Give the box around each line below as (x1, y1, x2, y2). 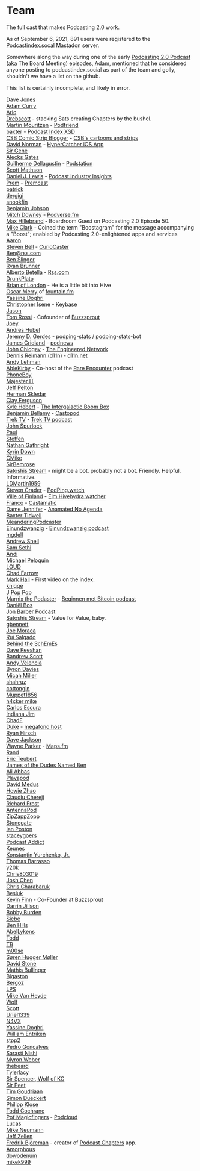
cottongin (6, 684, 30, 692)
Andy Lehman (6, 358, 41, 365)
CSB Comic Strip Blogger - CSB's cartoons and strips (6, 134, 138, 142)
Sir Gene (6, 147, 28, 154)
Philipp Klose (6, 1101, 39, 1108)
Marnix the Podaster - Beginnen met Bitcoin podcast (6, 595, 136, 602)
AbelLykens (6, 928, 35, 935)
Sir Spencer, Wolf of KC (6, 1075, 65, 1082)
